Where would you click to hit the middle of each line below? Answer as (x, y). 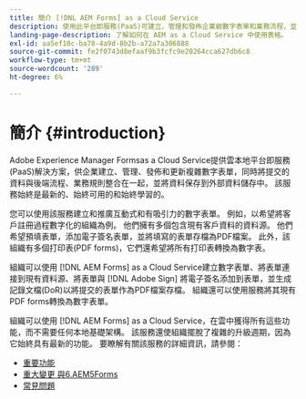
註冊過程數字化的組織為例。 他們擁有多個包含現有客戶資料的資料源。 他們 (155, 225)
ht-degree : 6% (36, 77)
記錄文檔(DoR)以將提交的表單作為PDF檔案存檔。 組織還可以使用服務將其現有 (153, 290)
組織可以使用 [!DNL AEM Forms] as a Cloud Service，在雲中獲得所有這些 (146, 321)
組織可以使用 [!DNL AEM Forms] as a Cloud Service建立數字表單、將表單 (146, 267)
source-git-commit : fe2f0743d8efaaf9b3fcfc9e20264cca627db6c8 (130, 52)
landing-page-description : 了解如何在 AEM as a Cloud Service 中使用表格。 (149, 35)
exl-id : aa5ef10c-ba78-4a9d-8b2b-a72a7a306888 (99, 43)
